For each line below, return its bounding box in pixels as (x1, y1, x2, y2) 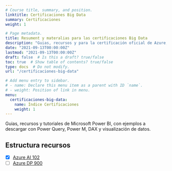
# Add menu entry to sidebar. (5, 78, 70, 83)
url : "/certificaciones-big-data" (5, 69, 79, 74)
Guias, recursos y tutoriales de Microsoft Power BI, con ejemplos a (5, 120, 146, 127)
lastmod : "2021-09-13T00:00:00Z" (5, 50, 77, 55)
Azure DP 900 (12, 160, 42, 166)
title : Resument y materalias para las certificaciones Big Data (5, 36, 147, 41)
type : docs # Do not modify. (5, 64, 70, 69)
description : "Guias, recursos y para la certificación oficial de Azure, (5, 40, 168, 46)
